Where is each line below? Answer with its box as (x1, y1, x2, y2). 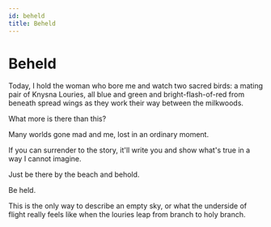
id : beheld (8, 11, 45, 20)
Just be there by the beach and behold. (8, 169, 140, 179)
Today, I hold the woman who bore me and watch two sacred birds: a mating (8, 81, 264, 91)
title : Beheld (8, 19, 57, 28)
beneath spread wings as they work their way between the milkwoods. (8, 98, 244, 108)
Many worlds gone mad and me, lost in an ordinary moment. (8, 130, 209, 139)
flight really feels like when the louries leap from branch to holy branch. (8, 210, 246, 220)
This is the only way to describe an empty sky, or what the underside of (8, 201, 248, 211)
